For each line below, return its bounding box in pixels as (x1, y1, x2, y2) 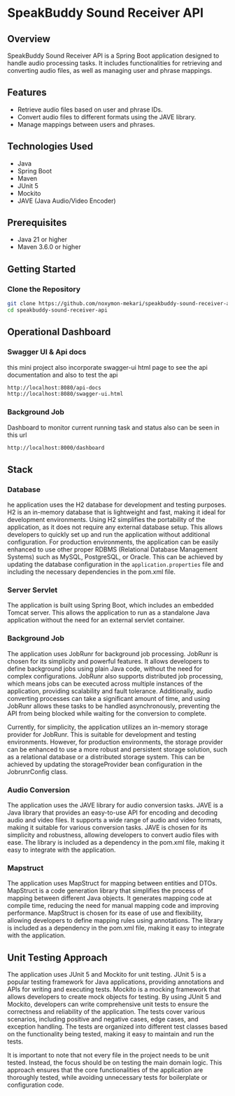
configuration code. (7, 1081, 64, 1089)
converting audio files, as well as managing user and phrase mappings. (7, 67, 212, 74)
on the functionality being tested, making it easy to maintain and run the (7, 1030, 215, 1038)
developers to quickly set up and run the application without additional (7, 530, 211, 539)
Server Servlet (7, 585, 58, 595)
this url (7, 430, 27, 439)
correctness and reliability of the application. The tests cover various (7, 1008, 206, 1016)
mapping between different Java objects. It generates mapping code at (7, 894, 212, 902)
